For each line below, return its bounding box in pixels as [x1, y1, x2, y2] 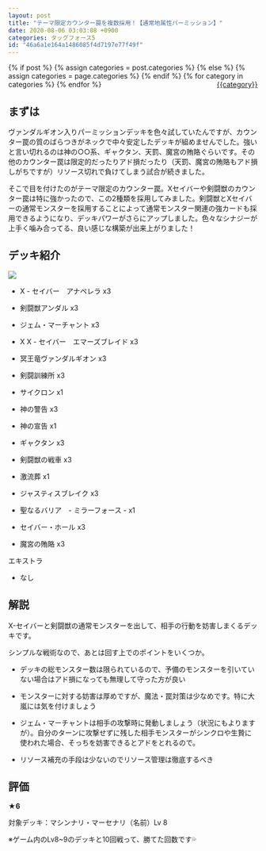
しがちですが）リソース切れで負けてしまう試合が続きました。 [8, 167, 209, 176]
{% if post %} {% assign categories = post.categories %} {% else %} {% [8, 63, 245, 72]
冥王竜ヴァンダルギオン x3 [19, 354, 107, 363]
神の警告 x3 [19, 404, 59, 413]
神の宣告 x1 [19, 421, 57, 431]
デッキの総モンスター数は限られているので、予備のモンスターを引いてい [19, 664, 255, 674]
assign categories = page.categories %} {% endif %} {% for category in [8, 71, 244, 81]
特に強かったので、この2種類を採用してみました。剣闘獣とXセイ [35, 194, 245, 203]
